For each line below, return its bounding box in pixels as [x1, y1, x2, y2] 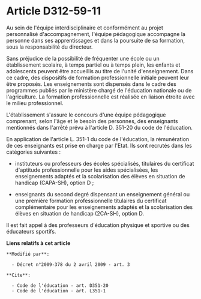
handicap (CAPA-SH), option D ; [14, 179, 94, 186]
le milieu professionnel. [6, 99, 64, 106]
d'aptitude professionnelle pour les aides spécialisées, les [14, 166, 158, 174]
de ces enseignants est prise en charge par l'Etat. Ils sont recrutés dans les [6, 142, 193, 149]
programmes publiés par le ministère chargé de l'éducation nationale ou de [6, 86, 192, 94]
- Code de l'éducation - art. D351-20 [11, 282, 109, 289]
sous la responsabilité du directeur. [6, 43, 93, 50]
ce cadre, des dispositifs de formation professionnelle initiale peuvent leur [6, 74, 190, 81]
